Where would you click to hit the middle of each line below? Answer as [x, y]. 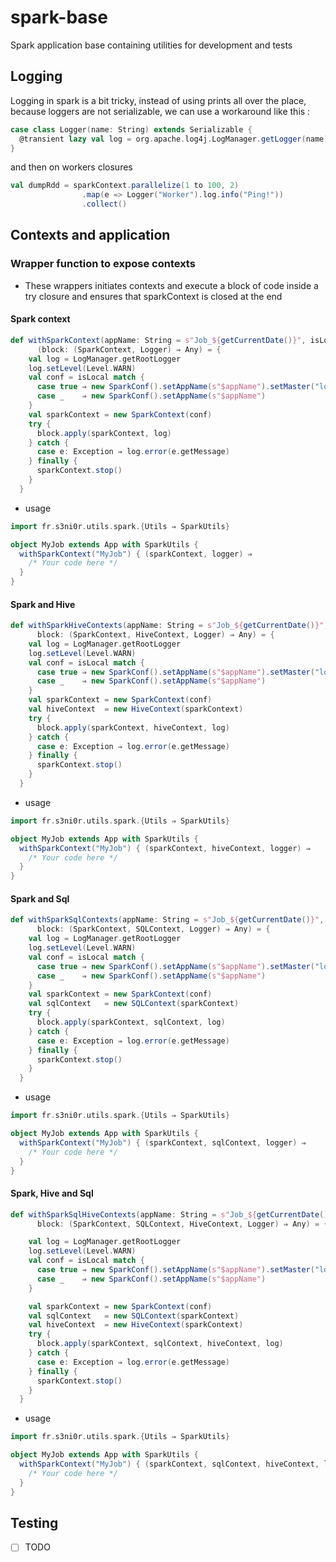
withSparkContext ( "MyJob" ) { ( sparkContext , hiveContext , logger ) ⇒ [165, 848]
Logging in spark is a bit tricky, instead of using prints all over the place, [158, 100]
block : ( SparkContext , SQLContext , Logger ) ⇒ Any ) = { [153, 929]
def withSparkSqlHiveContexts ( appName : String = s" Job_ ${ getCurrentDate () [169, 1214]
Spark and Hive [43, 604]
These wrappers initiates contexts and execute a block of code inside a [171, 285]
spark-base [59, 17]
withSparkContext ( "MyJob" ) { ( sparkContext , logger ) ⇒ [136, 554]
